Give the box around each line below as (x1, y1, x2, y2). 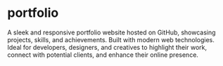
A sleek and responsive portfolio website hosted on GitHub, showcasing (7, 28, 216, 37)
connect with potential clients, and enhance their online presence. (7, 51, 199, 59)
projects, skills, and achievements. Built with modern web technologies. (7, 35, 215, 44)
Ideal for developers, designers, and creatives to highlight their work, (7, 43, 208, 51)
